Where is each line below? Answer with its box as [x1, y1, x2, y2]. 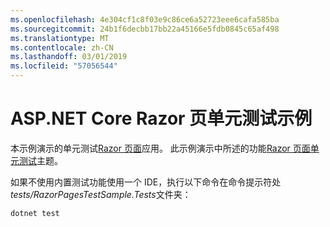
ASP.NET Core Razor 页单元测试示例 [10, 107, 313, 130]
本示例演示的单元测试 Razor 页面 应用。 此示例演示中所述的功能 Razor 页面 [10, 142, 311, 154]
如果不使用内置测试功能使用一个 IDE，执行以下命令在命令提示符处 [10, 176, 282, 188]
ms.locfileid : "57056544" [10, 61, 118, 71]
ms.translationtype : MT [10, 33, 110, 43]
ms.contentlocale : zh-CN [10, 42, 114, 53]
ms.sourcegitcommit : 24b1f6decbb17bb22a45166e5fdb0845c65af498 [10, 24, 280, 34]
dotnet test [10, 208, 60, 218]
